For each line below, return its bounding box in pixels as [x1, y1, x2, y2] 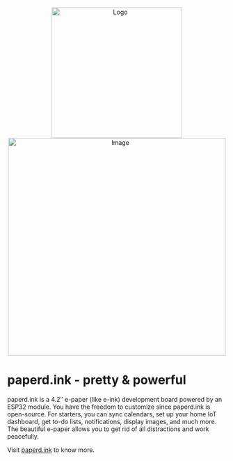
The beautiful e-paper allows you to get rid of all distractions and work [7, 425, 209, 433]
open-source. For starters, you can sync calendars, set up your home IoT [7, 409, 217, 418]
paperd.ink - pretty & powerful [7, 373, 186, 388]
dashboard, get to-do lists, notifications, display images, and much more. [7, 417, 217, 425]
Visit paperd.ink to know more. [7, 446, 95, 454]
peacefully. [7, 432, 40, 440]
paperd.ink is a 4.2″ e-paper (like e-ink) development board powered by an [7, 395, 223, 403]
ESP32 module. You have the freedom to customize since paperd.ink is [7, 403, 211, 411]
